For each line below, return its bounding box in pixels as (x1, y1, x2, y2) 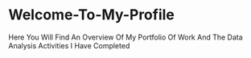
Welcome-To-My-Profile (8, 6, 175, 24)
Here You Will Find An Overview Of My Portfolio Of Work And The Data (8, 32, 243, 42)
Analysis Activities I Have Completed (8, 40, 130, 50)
